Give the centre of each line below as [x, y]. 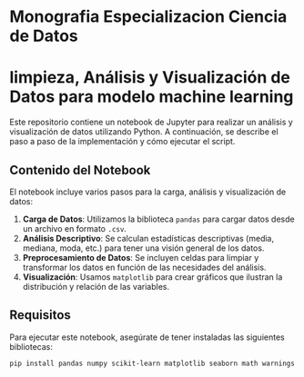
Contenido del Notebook [80, 170]
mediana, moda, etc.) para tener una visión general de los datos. [143, 248]
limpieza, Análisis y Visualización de [150, 78]
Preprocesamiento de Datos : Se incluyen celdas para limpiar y [141, 257]
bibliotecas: [31, 346]
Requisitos [40, 315]
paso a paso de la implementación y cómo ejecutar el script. [122, 142]
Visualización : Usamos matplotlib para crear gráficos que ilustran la [152, 277]
